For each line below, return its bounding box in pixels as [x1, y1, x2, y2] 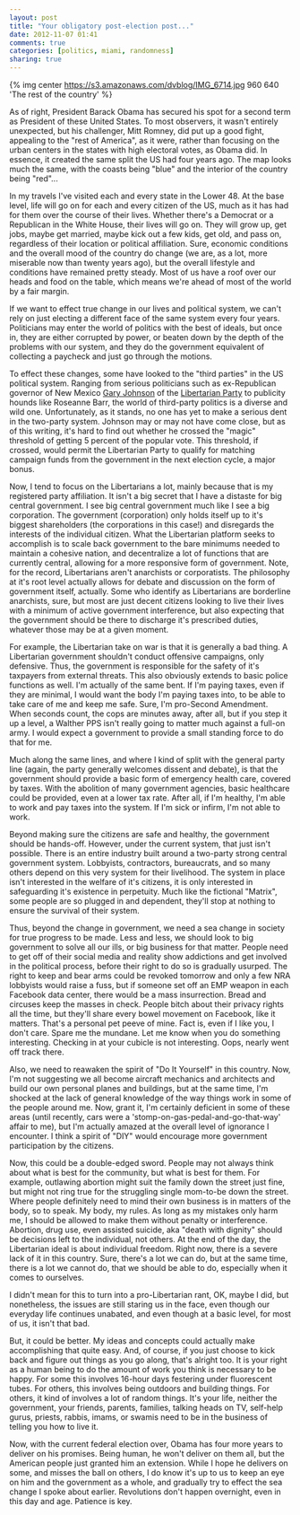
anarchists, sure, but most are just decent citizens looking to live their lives [9, 596, 285, 606]
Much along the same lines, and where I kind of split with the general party [9, 755, 285, 765]
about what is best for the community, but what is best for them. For [9, 1168, 261, 1178]
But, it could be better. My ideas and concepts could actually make [9, 1335, 255, 1346]
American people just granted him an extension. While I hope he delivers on [9, 1458, 288, 1468]
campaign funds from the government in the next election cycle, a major [9, 454, 276, 465]
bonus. [9, 464, 35, 474]
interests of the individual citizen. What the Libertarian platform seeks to [9, 529, 276, 539]
